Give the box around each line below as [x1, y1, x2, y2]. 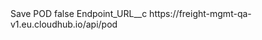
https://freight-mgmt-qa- [149, 8, 252, 19]
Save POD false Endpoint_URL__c [10, 8, 148, 19]
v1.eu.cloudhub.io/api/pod [10, 18, 118, 30]
